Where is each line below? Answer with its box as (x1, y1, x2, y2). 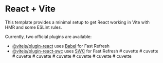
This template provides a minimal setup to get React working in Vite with (5, 19, 150, 25)
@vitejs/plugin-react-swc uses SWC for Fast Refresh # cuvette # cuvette (12, 48, 159, 54)
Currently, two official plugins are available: (5, 34, 92, 39)
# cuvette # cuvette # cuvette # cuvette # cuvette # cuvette (12, 53, 132, 59)
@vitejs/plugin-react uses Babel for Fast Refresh (12, 43, 110, 49)
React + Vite (5, 3, 56, 14)
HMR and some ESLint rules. (5, 24, 62, 30)
